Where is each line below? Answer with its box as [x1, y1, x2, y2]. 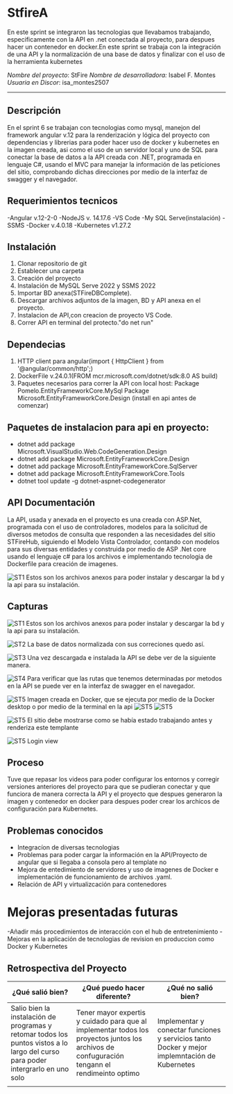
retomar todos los [10, 1029, 68, 1039]
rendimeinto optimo [76, 1068, 140, 1078]
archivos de [76, 1043, 114, 1052]
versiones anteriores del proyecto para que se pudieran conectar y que [7, 783, 211, 791]
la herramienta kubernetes [7, 57, 83, 65]
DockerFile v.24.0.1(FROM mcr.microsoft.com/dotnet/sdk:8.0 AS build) [17, 372, 218, 380]
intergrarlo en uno [10, 1064, 69, 1074]
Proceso [7, 757, 44, 769]
